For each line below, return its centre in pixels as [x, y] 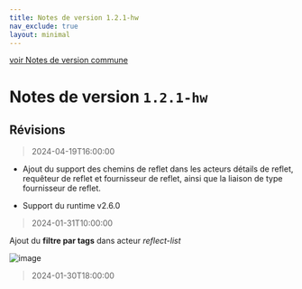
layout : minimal [40, 34]
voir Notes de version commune [69, 61]
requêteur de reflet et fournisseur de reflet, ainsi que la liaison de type [152, 179]
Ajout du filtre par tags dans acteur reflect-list [96, 241]
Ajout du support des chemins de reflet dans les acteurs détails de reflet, [158, 169]
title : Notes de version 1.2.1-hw [74, 18]
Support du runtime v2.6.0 [71, 206]
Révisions [37, 130]
